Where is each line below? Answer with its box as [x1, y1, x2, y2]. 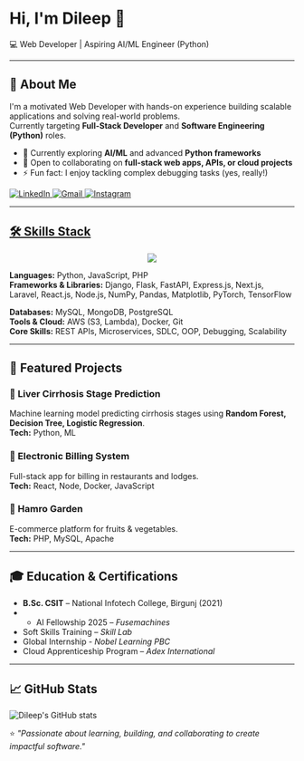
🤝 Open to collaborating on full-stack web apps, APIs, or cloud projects [22, 157, 293, 168]
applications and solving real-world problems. [9, 111, 181, 121]
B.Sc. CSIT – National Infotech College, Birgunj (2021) [22, 597, 223, 608]
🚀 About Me [9, 77, 77, 92]
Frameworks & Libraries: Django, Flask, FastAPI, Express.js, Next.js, [9, 279, 264, 290]
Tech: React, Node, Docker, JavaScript [9, 480, 155, 491]
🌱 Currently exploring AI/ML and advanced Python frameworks [22, 147, 261, 158]
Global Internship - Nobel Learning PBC [22, 636, 171, 647]
